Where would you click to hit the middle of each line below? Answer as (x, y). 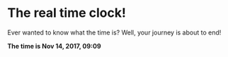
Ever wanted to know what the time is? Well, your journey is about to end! (114, 32)
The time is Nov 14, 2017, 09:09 (54, 46)
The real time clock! (67, 13)
